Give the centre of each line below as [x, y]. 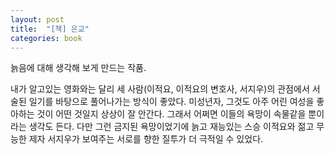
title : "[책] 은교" [50, 29]
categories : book [46, 38]
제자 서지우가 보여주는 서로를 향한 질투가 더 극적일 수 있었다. [146, 139]
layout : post [37, 19]
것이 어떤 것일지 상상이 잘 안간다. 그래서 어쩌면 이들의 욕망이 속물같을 [171, 114]
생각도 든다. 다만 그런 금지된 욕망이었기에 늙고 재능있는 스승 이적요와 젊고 [171, 127]
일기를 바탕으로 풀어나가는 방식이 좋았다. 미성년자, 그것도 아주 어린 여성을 [171, 102]
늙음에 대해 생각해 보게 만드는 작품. [78, 68]
